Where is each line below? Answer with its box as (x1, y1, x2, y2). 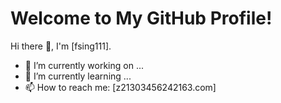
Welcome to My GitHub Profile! (10, 7, 273, 30)
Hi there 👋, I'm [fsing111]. (10, 40, 112, 52)
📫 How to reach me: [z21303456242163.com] (24, 81, 217, 93)
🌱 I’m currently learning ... (24, 70, 132, 82)
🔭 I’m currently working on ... (24, 59, 144, 71)
